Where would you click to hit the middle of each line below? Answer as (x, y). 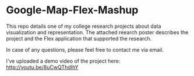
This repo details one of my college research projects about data (84, 26)
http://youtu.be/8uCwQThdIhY (42, 67)
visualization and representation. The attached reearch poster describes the (97, 32)
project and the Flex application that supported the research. (79, 38)
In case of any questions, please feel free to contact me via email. (85, 49)
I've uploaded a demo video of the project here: (63, 61)
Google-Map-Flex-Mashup (72, 10)
